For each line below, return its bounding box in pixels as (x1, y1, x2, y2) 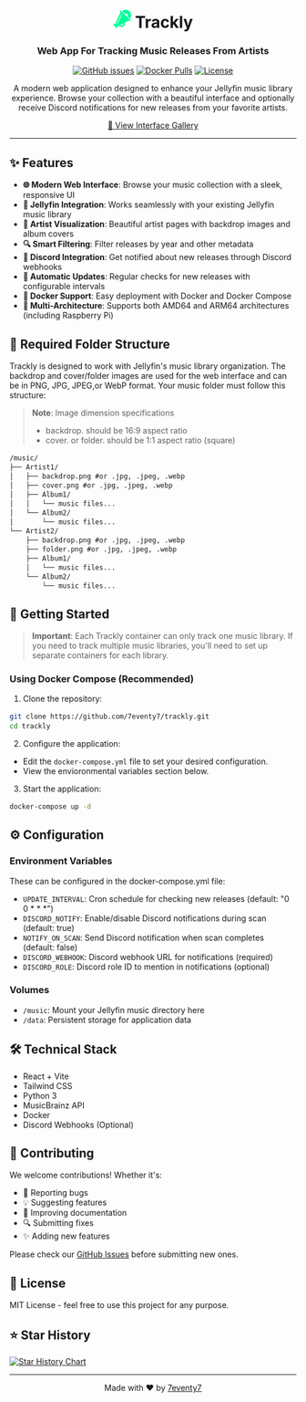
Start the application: (22, 783, 102, 794)
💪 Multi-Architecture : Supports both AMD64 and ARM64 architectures (22, 300, 290, 311)
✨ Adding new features (22, 1230, 111, 1241)
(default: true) (22, 922, 75, 933)
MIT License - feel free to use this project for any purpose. (9, 1300, 229, 1311)
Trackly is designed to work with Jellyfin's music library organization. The (9, 361, 286, 371)
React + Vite (22, 1071, 70, 1082)
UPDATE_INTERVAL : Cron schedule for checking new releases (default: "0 (22, 893, 290, 904)
